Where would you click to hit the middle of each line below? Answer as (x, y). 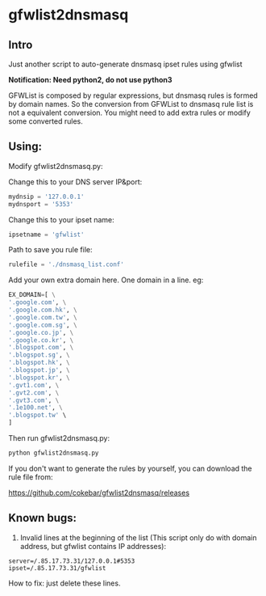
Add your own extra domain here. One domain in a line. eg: (106, 280)
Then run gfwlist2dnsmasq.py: (59, 438)
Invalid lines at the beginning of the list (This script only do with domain (138, 537)
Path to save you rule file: (50, 250)
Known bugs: (43, 518)
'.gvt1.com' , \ (34, 385)
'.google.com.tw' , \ (43, 317)
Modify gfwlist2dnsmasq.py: (56, 166)
